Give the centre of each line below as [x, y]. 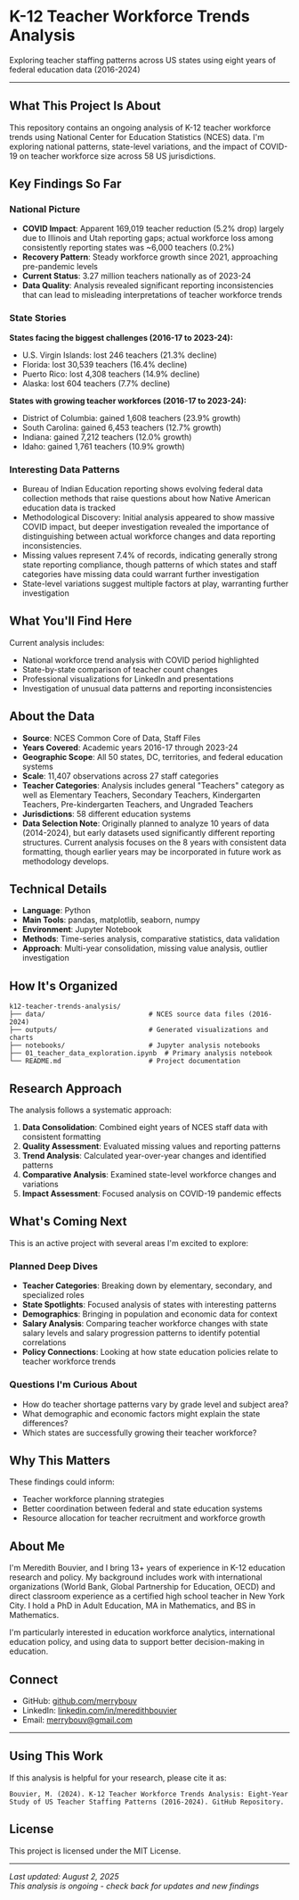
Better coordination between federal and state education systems [142, 1508]
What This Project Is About [85, 106]
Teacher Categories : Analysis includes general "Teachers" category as [153, 785]
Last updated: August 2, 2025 [64, 1876]
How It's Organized [64, 986]
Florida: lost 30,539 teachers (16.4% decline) [105, 364]
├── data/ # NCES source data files [127, 1014]
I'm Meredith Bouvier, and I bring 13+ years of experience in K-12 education [147, 1568]
